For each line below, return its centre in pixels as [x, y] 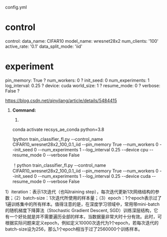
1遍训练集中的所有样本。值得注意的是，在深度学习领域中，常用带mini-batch [83, 204]
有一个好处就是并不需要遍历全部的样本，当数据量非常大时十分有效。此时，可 [83, 217]
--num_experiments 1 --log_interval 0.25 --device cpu [93, 149]
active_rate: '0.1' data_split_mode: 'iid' [44, 46]
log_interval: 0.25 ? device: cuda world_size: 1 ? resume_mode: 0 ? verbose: [83, 85]
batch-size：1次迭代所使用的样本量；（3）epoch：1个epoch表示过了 [92, 198]
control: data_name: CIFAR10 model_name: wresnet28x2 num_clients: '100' [82, 41]
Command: [24, 110]
